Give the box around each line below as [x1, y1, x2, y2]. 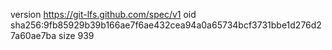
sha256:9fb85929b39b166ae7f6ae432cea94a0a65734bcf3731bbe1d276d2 [10, 19, 322, 31]
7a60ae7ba [10, 30, 57, 41]
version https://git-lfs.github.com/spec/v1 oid [10, 9, 197, 20]
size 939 [58, 30, 95, 41]
